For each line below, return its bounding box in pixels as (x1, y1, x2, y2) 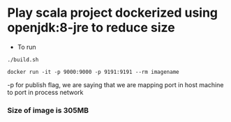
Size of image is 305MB (7, 105, 89, 115)
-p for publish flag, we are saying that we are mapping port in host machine (7, 80, 224, 89)
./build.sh (7, 56, 39, 63)
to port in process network (7, 88, 84, 96)
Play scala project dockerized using (7, 5, 218, 21)
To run (17, 43, 36, 51)
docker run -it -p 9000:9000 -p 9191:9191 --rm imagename (7, 68, 179, 75)
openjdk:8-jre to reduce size (7, 20, 176, 36)
